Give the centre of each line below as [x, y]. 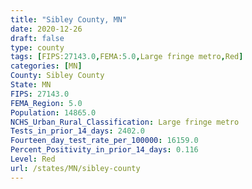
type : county [37, 47]
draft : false [37, 38]
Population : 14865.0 [53, 112]
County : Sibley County [57, 76]
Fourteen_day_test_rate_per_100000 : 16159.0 [104, 141]
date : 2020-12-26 [46, 29]
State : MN [31, 85]
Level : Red [33, 159]
